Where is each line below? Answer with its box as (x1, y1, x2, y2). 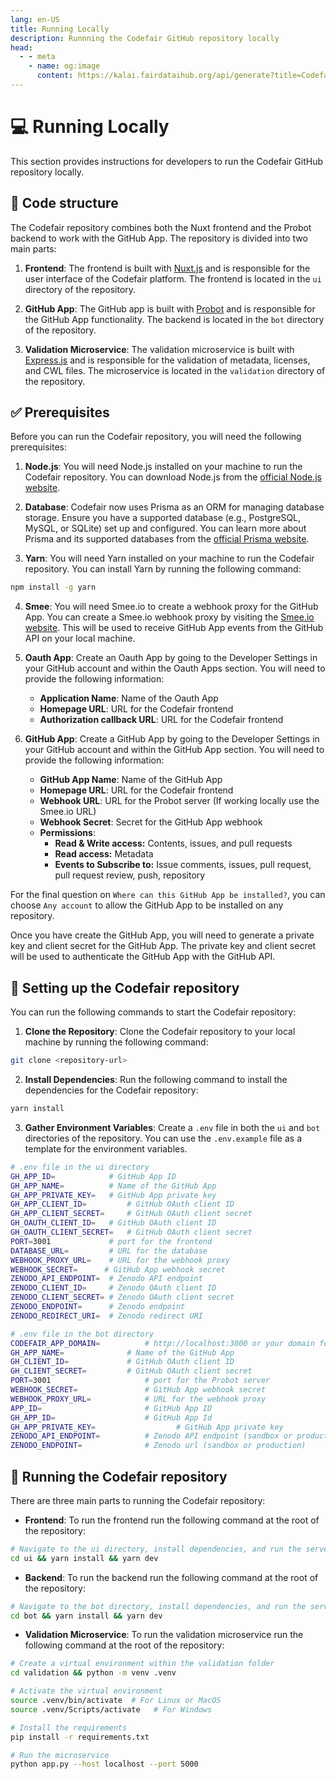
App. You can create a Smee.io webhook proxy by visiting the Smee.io (24, 611, 315, 623)
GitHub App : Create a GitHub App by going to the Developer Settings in (24, 733, 320, 745)
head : (10, 42, 33, 53)
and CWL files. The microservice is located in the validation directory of (24, 364, 326, 376)
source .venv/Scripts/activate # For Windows (10, 1704, 213, 1715)
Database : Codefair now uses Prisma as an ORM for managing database (24, 501, 325, 513)
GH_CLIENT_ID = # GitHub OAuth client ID (10, 1357, 235, 1367)
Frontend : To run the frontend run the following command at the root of (24, 1514, 320, 1526)
